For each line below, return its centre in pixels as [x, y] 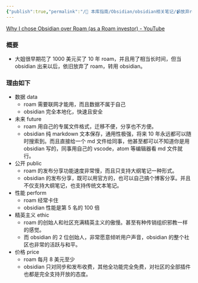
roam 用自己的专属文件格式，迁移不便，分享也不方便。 [90, 126]
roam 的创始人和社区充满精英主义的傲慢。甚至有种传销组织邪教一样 [106, 223]
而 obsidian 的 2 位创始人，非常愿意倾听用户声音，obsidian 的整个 [104, 238]
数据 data [26, 97]
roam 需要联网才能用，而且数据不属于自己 [74, 105]
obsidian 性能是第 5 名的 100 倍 [61, 208]
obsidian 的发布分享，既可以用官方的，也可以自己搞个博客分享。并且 [107, 178]
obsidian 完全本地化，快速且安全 [63, 112]
